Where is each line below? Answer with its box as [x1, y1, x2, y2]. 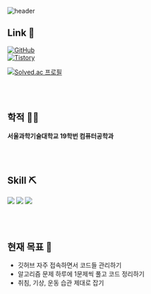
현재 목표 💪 [7, 240, 53, 253]
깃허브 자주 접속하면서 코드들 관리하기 [17, 261, 122, 269]
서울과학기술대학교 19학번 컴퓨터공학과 [7, 131, 114, 140]
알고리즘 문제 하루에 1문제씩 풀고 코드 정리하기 [17, 270, 145, 278]
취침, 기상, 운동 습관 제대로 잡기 [17, 278, 104, 287]
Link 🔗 [7, 27, 35, 39]
